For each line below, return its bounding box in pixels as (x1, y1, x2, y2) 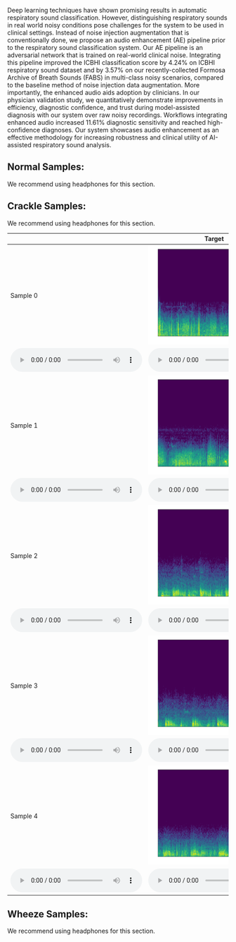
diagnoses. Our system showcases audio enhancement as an (41, 126, 219, 134)
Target (204, 235, 225, 243)
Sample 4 (10, 812, 39, 820)
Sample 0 (10, 291, 39, 299)
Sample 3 (10, 681, 39, 690)
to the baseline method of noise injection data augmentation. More (7, 81, 200, 89)
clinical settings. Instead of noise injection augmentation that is (7, 28, 190, 37)
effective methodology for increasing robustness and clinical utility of (7, 133, 209, 142)
